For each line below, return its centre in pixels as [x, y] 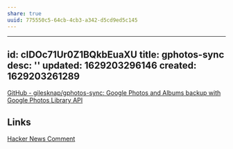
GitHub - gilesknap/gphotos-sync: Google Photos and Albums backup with [114, 93]
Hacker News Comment [41, 139]
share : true [24, 14]
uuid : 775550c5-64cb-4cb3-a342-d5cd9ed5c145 [72, 20]
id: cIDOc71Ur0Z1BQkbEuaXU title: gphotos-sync [116, 54]
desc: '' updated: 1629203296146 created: [102, 65]
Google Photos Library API [45, 100]
